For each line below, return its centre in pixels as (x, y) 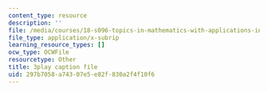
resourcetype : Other (43, 60)
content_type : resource (48, 15)
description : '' (35, 23)
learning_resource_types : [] (57, 45)
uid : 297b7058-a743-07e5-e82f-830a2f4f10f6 (82, 74)
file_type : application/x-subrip (64, 38)
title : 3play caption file (53, 67)
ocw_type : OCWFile (39, 52)
